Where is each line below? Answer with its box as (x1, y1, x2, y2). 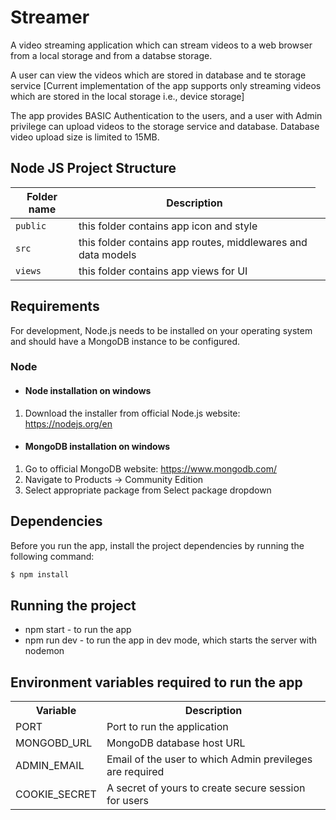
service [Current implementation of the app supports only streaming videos (10, 79, 322, 91)
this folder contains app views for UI (78, 264, 248, 278)
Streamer (10, 6, 90, 29)
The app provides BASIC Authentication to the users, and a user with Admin (10, 109, 323, 121)
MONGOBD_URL (15, 736, 93, 750)
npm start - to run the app (24, 624, 132, 636)
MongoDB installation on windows (24, 441, 171, 453)
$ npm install (10, 569, 70, 580)
